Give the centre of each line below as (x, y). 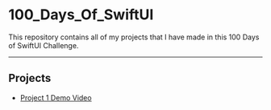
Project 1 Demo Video (56, 97)
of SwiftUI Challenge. (44, 45)
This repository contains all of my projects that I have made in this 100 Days (134, 37)
